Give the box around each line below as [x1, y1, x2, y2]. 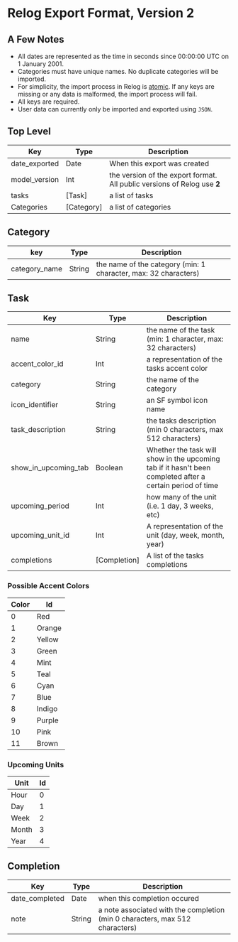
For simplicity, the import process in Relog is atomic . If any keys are [17, 82, 215, 90]
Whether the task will [146, 445, 217, 455]
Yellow [36, 634, 59, 644]
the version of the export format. [109, 170, 217, 180]
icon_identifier [11, 400, 59, 410]
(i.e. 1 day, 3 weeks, [146, 501, 214, 511]
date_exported [11, 158, 59, 168]
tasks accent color [146, 364, 208, 374]
